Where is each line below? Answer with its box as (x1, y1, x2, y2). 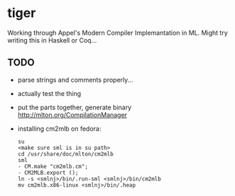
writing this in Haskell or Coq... (7, 36, 97, 44)
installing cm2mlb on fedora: (17, 124, 102, 133)
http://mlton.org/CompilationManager (17, 110, 128, 119)
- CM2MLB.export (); (17, 169, 79, 176)
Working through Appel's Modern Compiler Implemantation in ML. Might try (7, 28, 229, 37)
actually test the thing (17, 89, 82, 97)
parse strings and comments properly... (17, 75, 133, 84)
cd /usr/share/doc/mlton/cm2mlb (17, 151, 114, 158)
